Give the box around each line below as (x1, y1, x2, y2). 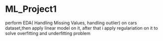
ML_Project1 (5, 3, 57, 15)
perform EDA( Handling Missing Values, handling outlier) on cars (5, 20, 137, 26)
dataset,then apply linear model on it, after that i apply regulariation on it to (5, 25, 158, 31)
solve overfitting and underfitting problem (5, 30, 90, 36)
